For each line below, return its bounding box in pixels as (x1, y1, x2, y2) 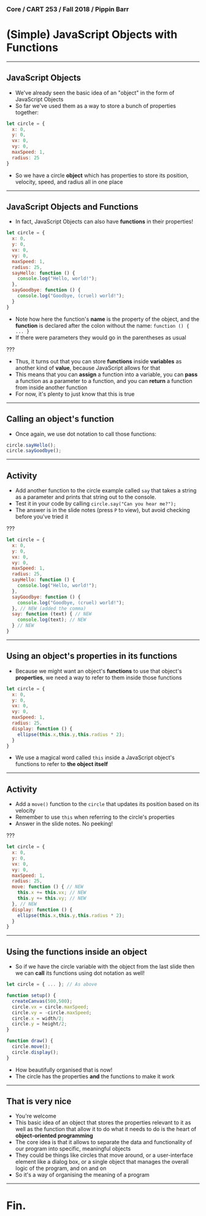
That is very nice (6, 1096, 72, 1107)
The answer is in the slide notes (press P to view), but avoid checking (15, 507, 190, 514)
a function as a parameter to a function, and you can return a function (15, 377, 193, 384)
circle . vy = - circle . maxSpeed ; (12, 1009, 92, 1016)
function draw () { (6, 1038, 53, 1044)
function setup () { (6, 992, 56, 999)
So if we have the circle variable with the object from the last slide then (15, 963, 195, 970)
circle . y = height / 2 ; (12, 1021, 67, 1027)
